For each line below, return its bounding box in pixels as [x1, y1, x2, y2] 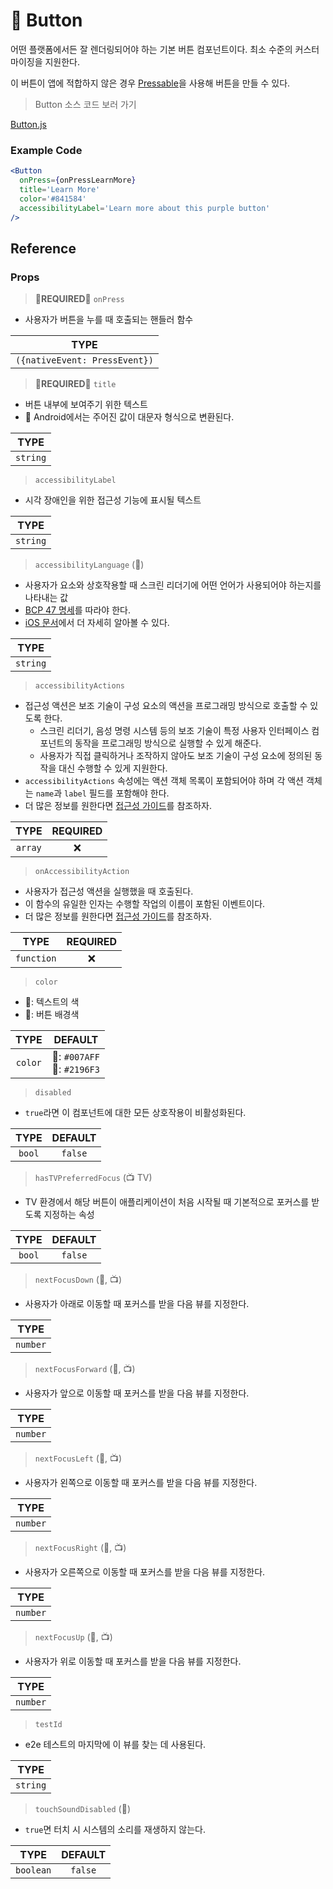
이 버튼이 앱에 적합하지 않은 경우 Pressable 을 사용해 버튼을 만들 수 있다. [10, 77, 291, 89]
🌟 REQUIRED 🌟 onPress [34, 293, 125, 305]
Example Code [10, 143, 83, 157]
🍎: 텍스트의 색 [24, 996, 80, 1008]
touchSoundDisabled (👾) [34, 1803, 131, 1815]
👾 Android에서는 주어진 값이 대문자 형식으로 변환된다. [24, 411, 235, 423]
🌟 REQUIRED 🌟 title [34, 378, 117, 390]
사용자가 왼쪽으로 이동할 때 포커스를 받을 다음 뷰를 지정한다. [24, 1477, 258, 1489]
